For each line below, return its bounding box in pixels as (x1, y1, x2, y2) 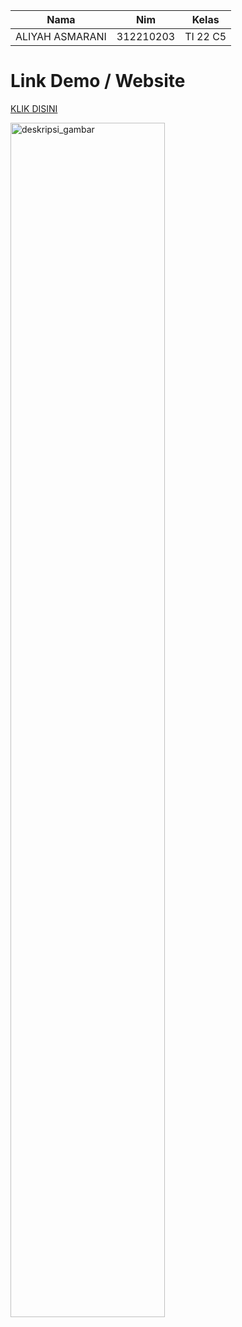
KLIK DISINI (10, 102, 58, 114)
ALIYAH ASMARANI (15, 30, 107, 43)
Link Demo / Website (10, 70, 186, 93)
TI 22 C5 (184, 30, 227, 43)
